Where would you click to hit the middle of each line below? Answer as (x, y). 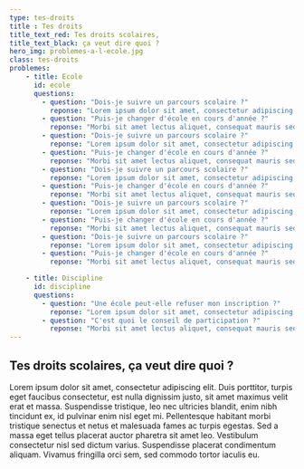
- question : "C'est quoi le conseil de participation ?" (151, 321)
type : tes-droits (42, 18)
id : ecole (52, 85)
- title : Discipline (64, 278)
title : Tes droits (46, 26)
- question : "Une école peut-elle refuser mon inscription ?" (161, 303)
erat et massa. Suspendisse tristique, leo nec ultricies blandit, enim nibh (143, 406)
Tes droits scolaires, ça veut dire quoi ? (122, 365)
